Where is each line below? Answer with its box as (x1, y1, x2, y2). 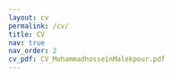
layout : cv (8, 13, 49, 22)
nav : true (8, 38, 46, 48)
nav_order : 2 (8, 47, 57, 56)
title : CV (8, 30, 46, 39)
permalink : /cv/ (8, 22, 69, 30)
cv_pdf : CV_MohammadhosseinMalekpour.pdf (8, 55, 166, 64)
